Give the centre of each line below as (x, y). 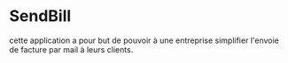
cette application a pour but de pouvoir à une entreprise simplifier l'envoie (144, 40)
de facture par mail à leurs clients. (71, 49)
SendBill (40, 16)
